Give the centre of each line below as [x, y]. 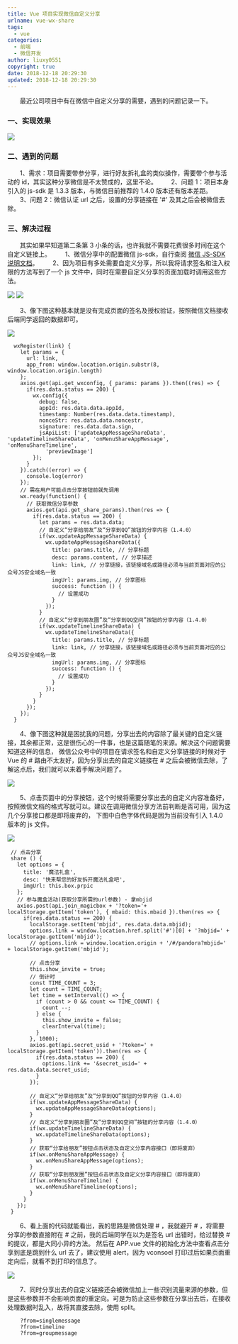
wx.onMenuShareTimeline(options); [87, 1187]
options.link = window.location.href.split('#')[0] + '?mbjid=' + [130, 931]
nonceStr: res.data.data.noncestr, [91, 421]
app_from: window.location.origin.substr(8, [93, 365]
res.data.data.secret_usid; [49, 1070]
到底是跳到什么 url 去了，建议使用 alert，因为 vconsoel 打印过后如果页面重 [122, 1253]
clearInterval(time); [74, 1027]
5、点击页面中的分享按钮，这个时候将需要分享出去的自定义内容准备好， [124, 798]
